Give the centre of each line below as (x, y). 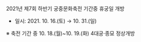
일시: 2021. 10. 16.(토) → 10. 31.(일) (56, 21)
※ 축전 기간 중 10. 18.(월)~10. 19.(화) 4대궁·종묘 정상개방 (70, 33)
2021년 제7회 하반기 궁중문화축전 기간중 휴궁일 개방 (65, 8)
